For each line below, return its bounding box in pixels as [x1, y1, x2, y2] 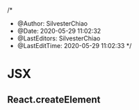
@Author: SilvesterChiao [17, 19, 88, 27]
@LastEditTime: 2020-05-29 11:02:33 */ [17, 42, 132, 49]
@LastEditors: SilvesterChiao [17, 34, 101, 42]
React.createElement [7, 93, 101, 105]
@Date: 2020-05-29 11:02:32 [17, 27, 101, 35]
